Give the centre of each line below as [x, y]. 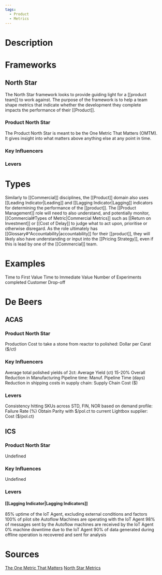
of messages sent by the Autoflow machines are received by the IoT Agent [79, 524]
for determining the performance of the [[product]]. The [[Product [71, 208]
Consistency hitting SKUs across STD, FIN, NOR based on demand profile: [79, 406]
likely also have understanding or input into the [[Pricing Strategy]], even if [79, 239]
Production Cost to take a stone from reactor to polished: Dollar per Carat [78, 344]
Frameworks [31, 65]
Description [29, 43]
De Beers [24, 302]
